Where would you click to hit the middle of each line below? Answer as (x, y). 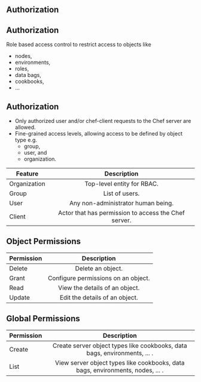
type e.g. (26, 140)
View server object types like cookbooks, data (120, 362)
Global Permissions (43, 319)
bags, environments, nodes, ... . (120, 370)
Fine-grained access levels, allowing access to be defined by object (98, 134)
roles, (22, 69)
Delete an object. (99, 268)
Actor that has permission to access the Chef (121, 213)
